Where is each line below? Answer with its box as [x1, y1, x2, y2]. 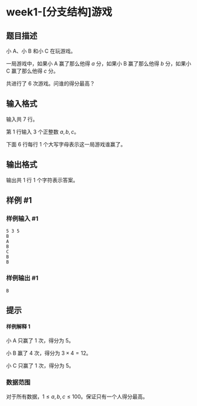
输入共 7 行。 [6, 116, 38, 123]
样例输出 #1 [6, 274, 38, 282]
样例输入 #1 [6, 214, 38, 222]
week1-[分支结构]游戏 [6, 5, 113, 19]
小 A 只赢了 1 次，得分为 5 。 [6, 337, 74, 344]
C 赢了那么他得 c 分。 [6, 67, 59, 74]
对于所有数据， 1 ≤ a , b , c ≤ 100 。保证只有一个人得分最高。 [6, 393, 149, 400]
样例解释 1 [6, 323, 31, 330]
